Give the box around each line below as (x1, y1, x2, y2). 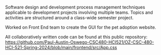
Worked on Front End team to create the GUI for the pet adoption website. (5, 24, 157, 30)
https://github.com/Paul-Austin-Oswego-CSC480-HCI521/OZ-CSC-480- (5, 39, 154, 45)
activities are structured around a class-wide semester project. (5, 15, 134, 20)
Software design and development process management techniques (5, 4, 146, 10)
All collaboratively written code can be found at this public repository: (5, 34, 148, 40)
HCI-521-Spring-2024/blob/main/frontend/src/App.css (5, 45, 117, 50)
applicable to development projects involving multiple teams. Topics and (5, 9, 153, 15)
